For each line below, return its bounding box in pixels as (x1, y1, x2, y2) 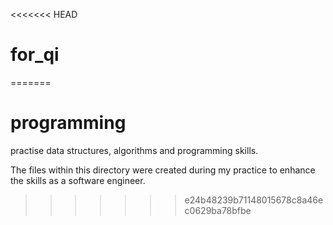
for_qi (10, 44, 60, 66)
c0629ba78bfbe (184, 204, 252, 216)
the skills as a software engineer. (10, 174, 146, 186)
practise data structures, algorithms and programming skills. (10, 144, 259, 156)
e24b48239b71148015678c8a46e (184, 194, 324, 206)
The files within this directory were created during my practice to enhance (10, 164, 316, 176)
